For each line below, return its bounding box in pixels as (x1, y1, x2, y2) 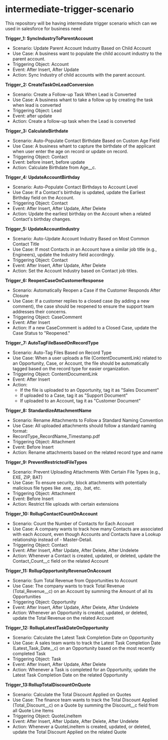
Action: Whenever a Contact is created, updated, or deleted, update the (12, 553, 160, 559)
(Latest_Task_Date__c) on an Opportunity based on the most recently (12, 645, 155, 651)
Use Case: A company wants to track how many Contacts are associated (12, 525, 163, 532)
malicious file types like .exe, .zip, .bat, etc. (12, 485, 102, 491)
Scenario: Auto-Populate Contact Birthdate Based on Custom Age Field (12, 138, 159, 144)
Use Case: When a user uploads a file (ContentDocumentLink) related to (12, 355, 162, 361)
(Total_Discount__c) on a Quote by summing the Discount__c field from (12, 702, 159, 708)
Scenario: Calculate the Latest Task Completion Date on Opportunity (12, 634, 154, 640)
